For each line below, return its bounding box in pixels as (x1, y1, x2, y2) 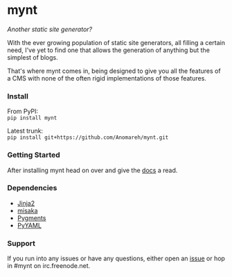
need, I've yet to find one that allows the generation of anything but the (7, 46, 210, 54)
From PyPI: (7, 107, 39, 116)
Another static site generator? (7, 25, 92, 33)
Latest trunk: (7, 127, 44, 135)
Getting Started (7, 150, 60, 160)
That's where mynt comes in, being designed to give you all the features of (7, 67, 221, 75)
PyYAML (17, 221, 42, 229)
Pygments (17, 214, 46, 222)
